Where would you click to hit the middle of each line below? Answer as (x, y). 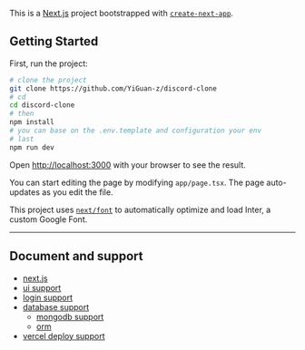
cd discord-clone (42, 105)
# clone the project (49, 80)
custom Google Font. (49, 219)
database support (56, 306)
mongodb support (70, 316)
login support (48, 297)
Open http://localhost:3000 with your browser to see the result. (128, 165)
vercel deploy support (64, 335)
